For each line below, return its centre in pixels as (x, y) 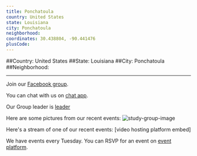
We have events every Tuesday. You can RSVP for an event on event (89, 141)
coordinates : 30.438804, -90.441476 (51, 39)
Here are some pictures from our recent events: (64, 118)
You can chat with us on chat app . (47, 95)
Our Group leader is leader (38, 107)
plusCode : (18, 45)
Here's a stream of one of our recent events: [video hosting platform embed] (98, 129)
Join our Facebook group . (37, 84)
